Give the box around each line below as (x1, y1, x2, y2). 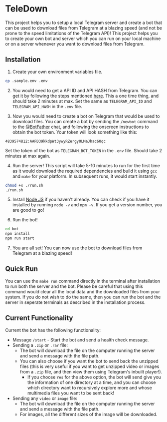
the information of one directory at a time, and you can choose (27, 379, 156, 385)
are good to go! (12, 207, 44, 213)
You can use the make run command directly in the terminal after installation (5, 278, 161, 284)
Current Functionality (5, 314, 73, 322)
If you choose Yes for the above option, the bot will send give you (27, 374, 161, 380)
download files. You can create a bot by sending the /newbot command (12, 118, 158, 124)
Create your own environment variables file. (12, 69, 103, 75)
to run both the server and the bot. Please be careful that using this (5, 283, 143, 289)
